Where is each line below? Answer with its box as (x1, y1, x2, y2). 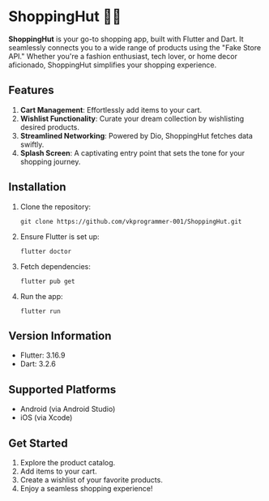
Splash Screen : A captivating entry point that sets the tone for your (19, 148, 246, 157)
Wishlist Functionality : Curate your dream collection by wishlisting (19, 113, 245, 123)
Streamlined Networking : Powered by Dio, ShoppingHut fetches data (19, 131, 254, 140)
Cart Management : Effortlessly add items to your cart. (19, 105, 203, 114)
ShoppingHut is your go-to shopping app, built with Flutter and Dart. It (8, 34, 244, 44)
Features (8, 83, 54, 97)
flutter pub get (19, 277, 75, 285)
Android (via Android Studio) (19, 405, 116, 414)
